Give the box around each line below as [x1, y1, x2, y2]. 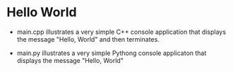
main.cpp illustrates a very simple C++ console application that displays [16, 28, 227, 36]
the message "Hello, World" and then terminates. [16, 35, 160, 43]
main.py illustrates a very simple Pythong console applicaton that [16, 49, 207, 57]
